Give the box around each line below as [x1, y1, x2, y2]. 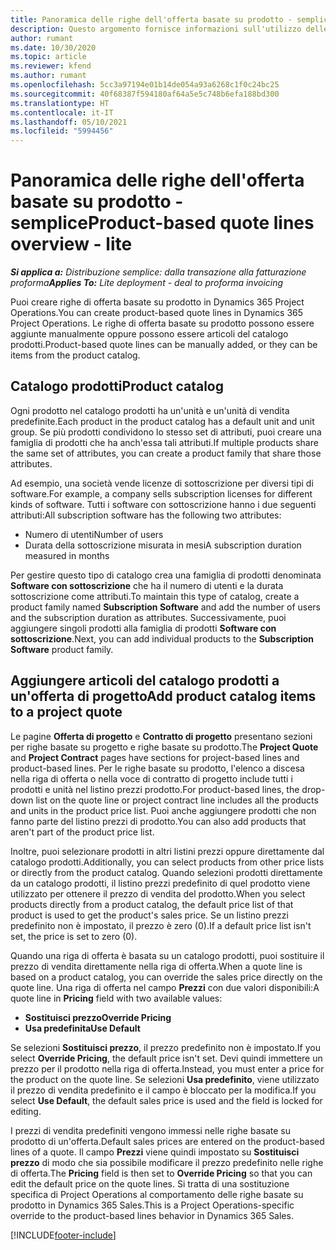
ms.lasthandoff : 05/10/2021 [10, 117, 128, 127]
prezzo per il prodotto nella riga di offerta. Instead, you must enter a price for [10, 1062, 325, 1075]
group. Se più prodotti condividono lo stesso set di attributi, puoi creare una [10, 426, 322, 438]
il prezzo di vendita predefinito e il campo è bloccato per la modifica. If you [10, 1084, 317, 1096]
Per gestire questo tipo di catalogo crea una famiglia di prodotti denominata [10, 569, 322, 581]
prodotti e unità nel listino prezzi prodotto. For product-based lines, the [10, 783, 300, 795]
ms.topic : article [10, 52, 87, 62]
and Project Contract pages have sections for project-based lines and [10, 751, 300, 763]
